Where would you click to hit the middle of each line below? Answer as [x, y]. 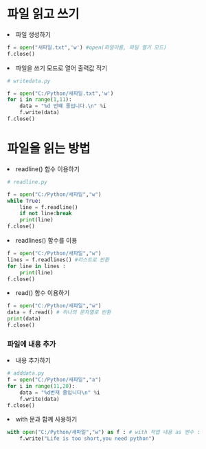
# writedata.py [29, 81]
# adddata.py [26, 373]
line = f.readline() [49, 207]
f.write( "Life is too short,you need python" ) [87, 439]
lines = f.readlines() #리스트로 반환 [58, 260]
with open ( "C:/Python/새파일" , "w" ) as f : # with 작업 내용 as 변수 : [104, 432]
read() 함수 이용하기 [43, 293]
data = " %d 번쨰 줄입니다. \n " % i [63, 106]
